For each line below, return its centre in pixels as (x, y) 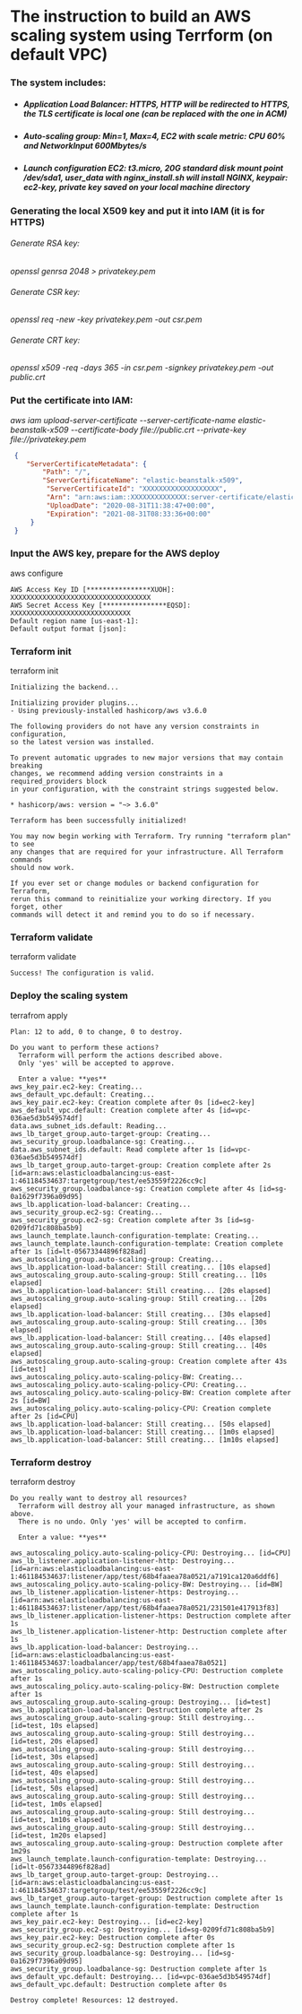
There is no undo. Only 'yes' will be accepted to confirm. (133, 1522)
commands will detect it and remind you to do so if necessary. (133, 915)
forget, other (37, 907)
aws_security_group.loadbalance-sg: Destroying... (107, 1953)
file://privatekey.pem (48, 439)
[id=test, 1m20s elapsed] (58, 1836)
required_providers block (58, 782)
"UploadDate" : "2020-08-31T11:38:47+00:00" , (131, 505)
